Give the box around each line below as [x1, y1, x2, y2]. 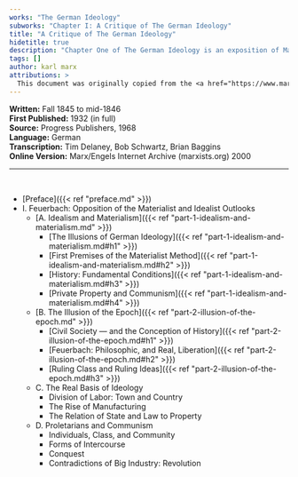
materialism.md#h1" [48, 241, 122, 251]
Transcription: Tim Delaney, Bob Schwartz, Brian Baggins [9, 141, 222, 152]
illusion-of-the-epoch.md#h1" [48, 335, 157, 346]
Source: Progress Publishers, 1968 [9, 122, 137, 133]
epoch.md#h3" [48, 372, 104, 383]
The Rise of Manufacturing [48, 401, 146, 411]
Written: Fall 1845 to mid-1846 [9, 103, 122, 114]
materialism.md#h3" [48, 278, 123, 289]
